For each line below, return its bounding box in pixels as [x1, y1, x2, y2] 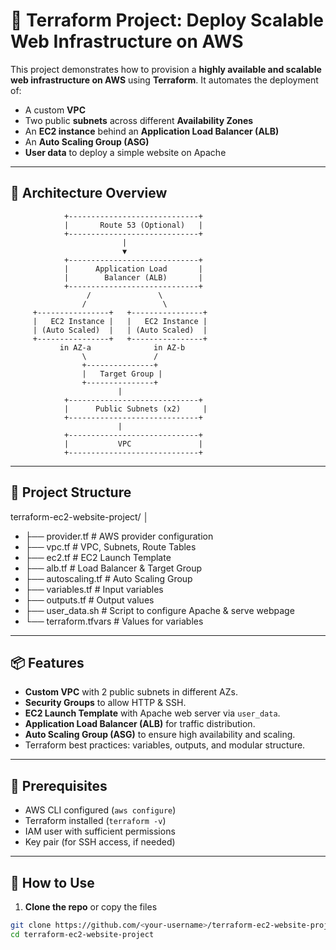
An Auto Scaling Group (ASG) [24, 135, 150, 148]
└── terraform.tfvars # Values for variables [24, 615, 204, 627]
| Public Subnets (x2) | [63, 404, 208, 414]
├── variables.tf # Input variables [24, 583, 164, 595]
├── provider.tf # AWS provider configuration [24, 530, 214, 542]
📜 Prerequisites [10, 777, 108, 794]
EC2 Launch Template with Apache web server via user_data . [24, 707, 281, 719]
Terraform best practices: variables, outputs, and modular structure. [24, 739, 306, 751]
